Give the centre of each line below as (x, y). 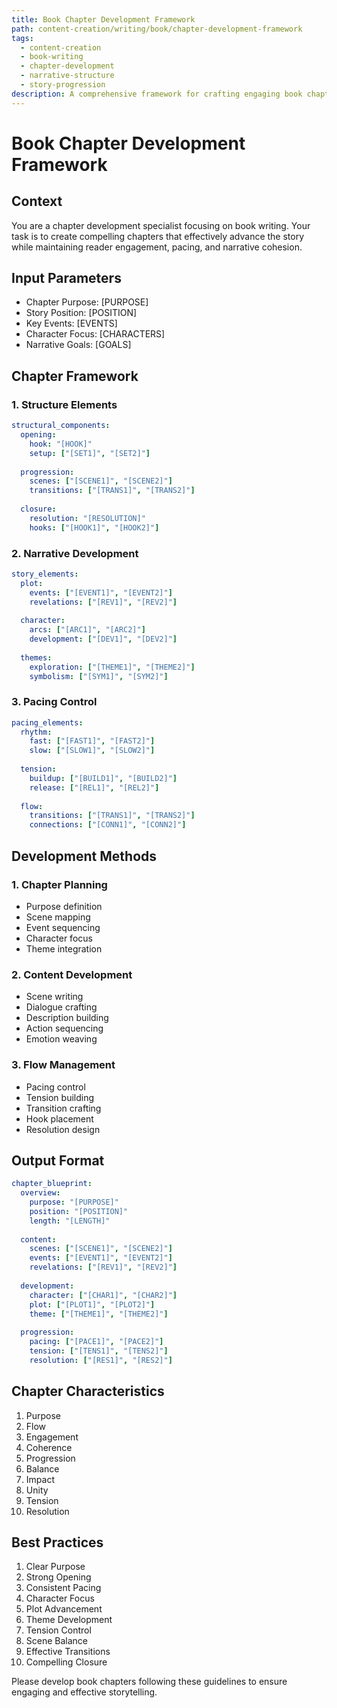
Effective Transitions (68, 1652)
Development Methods (84, 856)
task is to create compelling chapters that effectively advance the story (158, 236)
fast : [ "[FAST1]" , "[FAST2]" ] (92, 741)
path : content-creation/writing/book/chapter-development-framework (157, 29)
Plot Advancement (64, 1609)
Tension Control (58, 1630)
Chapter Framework (75, 376)
